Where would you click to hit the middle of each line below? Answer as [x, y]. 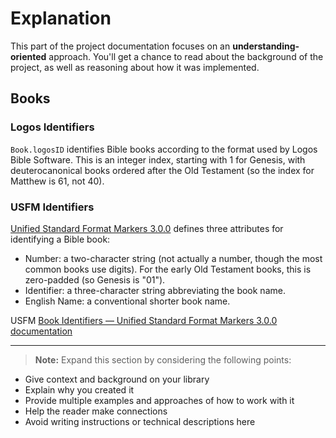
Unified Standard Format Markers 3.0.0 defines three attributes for [147, 228]
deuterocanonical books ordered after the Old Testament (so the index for [162, 170]
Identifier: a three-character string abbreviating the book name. [155, 290]
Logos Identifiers [52, 127]
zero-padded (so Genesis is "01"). [95, 279]
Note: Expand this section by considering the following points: [163, 359]
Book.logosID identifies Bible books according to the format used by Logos [164, 149]
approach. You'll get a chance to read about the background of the [186, 56]
